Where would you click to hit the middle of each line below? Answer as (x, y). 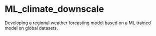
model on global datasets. (31, 28)
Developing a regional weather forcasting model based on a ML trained (78, 23)
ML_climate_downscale (54, 9)
